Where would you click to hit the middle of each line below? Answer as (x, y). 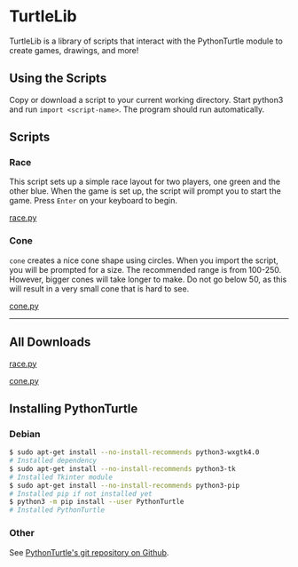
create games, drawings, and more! (74, 50)
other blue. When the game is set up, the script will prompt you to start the (145, 191)
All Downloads (50, 343)
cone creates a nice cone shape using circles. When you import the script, (144, 260)
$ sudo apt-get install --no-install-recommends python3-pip (125, 485)
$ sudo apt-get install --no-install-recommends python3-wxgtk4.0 (134, 452)
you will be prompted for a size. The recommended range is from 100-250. (145, 269)
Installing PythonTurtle (74, 408)
